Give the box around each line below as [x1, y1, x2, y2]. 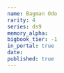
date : [7, 49, 23, 56]
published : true [7, 56, 54, 63]
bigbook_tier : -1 [7, 36, 58, 43]
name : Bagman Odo [7, 10, 58, 17]
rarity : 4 [7, 17, 36, 24]
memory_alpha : [7, 29, 49, 37]
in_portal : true [7, 42, 54, 49]
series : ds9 [7, 23, 42, 30]
